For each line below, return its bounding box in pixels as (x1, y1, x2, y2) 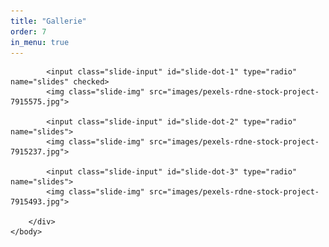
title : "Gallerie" (10, 16, 87, 26)
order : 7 (10, 26, 47, 37)
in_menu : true (10, 37, 70, 47)
